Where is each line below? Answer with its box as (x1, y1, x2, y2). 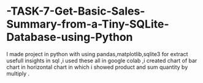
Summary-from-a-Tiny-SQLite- (6, 17, 170, 31)
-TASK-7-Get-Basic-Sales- (6, 4, 145, 18)
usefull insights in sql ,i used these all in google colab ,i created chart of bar (6, 57, 197, 64)
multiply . (6, 70, 29, 77)
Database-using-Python (6, 31, 133, 44)
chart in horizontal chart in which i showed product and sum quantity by (6, 63, 188, 71)
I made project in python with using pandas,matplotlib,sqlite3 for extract (6, 50, 188, 57)
